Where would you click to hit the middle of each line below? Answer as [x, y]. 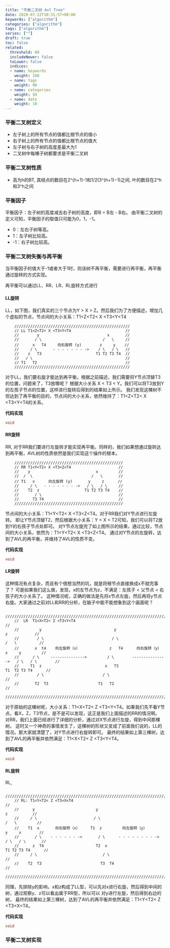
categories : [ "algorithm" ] [34, 24]
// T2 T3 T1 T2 [64, 684]
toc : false [17, 43]
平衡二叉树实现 [24, 940]
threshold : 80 [25, 52]
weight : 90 [26, 85]
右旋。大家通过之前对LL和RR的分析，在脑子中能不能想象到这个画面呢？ [79, 602]
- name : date [24, 99]
